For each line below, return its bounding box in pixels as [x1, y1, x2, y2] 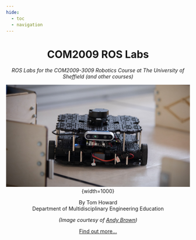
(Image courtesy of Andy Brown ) [58, 217, 138, 224]
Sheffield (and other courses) [62, 73, 134, 80]
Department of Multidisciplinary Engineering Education [32, 205, 164, 213]
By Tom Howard [78, 199, 118, 206]
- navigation [11, 22, 43, 27]
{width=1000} [81, 187, 115, 195]
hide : [6, 9, 19, 15]
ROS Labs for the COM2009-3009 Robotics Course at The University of [11, 67, 185, 74]
